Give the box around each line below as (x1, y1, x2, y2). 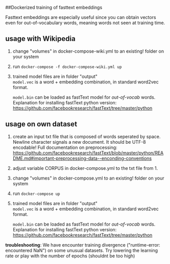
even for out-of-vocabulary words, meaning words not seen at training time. (5, 20, 165, 26)
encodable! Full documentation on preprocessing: (12, 144, 117, 150)
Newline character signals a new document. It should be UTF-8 (12, 139, 147, 145)
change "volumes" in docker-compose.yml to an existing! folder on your (12, 175, 164, 181)
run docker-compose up (12, 190, 60, 196)
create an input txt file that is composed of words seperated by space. (12, 133, 161, 140)
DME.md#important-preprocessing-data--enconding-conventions (12, 155, 152, 161)
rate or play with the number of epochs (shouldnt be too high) (5, 253, 135, 259)
